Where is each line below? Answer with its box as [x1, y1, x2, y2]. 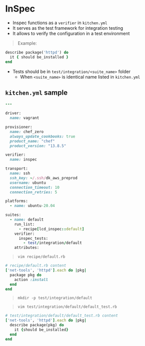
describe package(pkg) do [10, 323, 64, 328]
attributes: [14, 245, 39, 250]
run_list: [14, 222, 35, 227]
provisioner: [5, 124, 33, 129]
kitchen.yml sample [5, 88, 68, 97]
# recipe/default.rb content [5, 263, 66, 268]
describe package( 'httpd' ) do [5, 50, 69, 55]
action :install [14, 277, 49, 282]
